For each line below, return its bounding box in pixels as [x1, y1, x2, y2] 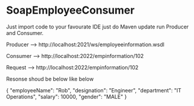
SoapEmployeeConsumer [6, 4, 135, 17]
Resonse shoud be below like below [6, 75, 94, 82]
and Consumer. [6, 29, 44, 36]
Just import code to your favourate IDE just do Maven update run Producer [6, 23, 189, 30]
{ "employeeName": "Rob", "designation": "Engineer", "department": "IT [6, 86, 182, 94]
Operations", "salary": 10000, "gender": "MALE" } [6, 93, 127, 100]
